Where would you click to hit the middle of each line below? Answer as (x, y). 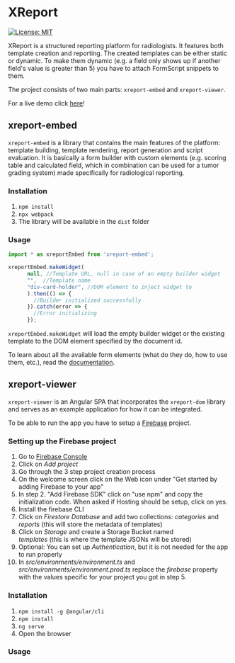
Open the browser (45, 633)
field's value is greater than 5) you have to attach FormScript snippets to (113, 68)
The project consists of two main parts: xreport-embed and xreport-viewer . (117, 89)
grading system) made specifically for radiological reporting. (96, 172)
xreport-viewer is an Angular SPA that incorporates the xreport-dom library (117, 402)
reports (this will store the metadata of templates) (90, 524)
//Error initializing (65, 313)
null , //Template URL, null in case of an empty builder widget (124, 274)
